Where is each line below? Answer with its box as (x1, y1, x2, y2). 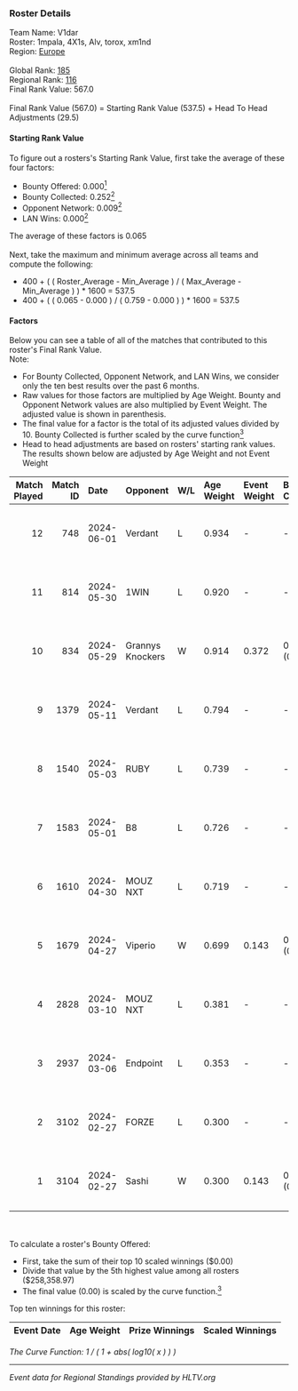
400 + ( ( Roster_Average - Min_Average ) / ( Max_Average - (21, 276, 242, 287)
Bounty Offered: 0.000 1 (21, 179, 107, 191)
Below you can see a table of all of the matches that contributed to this (9, 335, 268, 346)
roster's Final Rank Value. (9, 345, 102, 356)
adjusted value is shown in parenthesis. (21, 409, 167, 420)
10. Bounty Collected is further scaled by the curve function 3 (21, 428, 244, 440)
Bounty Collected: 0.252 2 (21, 190, 115, 202)
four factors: (9, 162, 55, 172)
